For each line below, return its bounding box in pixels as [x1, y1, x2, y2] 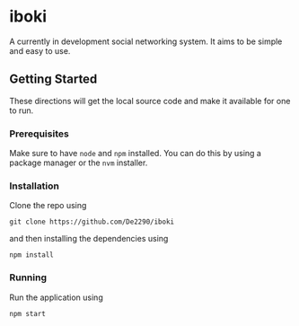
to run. [9, 105, 34, 116]
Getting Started [9, 72, 98, 87]
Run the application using [9, 292, 103, 303]
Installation [9, 180, 60, 192]
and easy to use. [9, 45, 71, 56]
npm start [9, 309, 47, 318]
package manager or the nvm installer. [9, 157, 148, 168]
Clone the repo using [9, 200, 87, 211]
